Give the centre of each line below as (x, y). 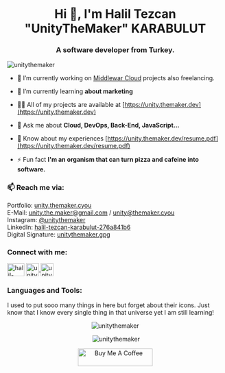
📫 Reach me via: (36, 188)
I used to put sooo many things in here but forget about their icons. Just (109, 305)
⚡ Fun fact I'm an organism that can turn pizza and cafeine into (108, 160)
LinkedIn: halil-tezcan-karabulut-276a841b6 (69, 227)
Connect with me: (37, 252)
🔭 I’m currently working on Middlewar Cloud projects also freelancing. (116, 78)
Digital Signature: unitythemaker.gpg (59, 234)
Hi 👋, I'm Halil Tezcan (115, 14)
